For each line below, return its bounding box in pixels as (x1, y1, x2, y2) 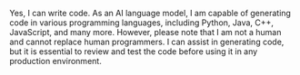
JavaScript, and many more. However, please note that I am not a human (9, 27, 282, 37)
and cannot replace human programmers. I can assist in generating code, (9, 36, 285, 47)
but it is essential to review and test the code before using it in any (9, 46, 258, 57)
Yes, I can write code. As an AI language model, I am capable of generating (9, 8, 291, 18)
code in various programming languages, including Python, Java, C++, (9, 17, 275, 28)
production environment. (9, 56, 102, 66)
